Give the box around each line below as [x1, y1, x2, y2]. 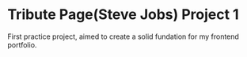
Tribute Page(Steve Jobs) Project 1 [7, 6, 239, 24]
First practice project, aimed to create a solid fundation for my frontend [7, 32, 239, 41]
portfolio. [7, 40, 37, 49]
